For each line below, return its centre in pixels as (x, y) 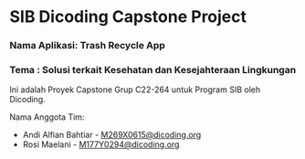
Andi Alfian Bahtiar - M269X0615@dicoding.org (112, 135)
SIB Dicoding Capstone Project (128, 17)
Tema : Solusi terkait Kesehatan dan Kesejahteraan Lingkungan (153, 70)
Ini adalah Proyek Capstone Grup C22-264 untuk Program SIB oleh (135, 90)
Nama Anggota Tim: (47, 117)
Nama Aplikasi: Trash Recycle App (88, 46)
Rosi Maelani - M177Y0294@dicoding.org (101, 144)
